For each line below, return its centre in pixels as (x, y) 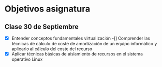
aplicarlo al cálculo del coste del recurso (52, 49)
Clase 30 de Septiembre (42, 27)
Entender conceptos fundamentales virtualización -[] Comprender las (81, 38)
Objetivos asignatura (47, 9)
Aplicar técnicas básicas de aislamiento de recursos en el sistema (77, 54)
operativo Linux (27, 59)
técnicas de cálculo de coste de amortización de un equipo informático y (84, 44)
